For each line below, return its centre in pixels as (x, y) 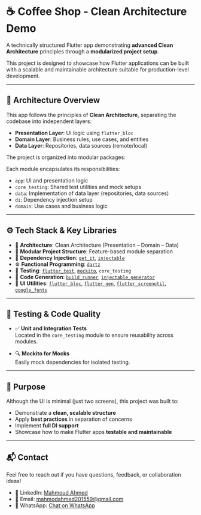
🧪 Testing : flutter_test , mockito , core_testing (73, 270)
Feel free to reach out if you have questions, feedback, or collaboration (94, 474)
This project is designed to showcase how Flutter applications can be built (98, 63)
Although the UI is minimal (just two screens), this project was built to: (92, 401)
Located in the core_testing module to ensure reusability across (94, 335)
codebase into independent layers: (49, 121)
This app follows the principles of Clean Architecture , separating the (91, 115)
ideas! (14, 481)
